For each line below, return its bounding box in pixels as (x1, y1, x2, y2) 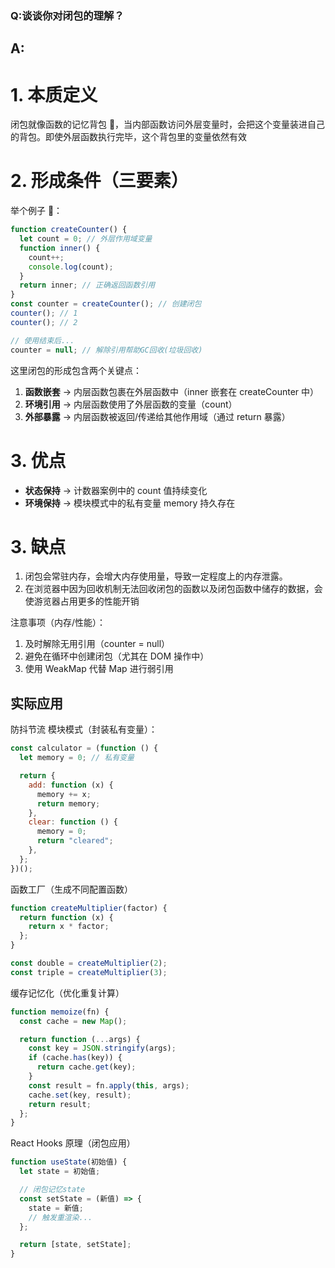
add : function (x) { (28, 780, 114, 790)
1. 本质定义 (10, 83, 98, 106)
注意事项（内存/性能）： (10, 617, 107, 629)
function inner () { (19, 243, 101, 253)
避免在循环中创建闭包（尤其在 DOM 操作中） (24, 650, 210, 662)
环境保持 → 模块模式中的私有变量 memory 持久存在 (24, 497, 236, 509)
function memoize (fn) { (10, 1007, 110, 1017)
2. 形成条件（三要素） (10, 170, 189, 192)
